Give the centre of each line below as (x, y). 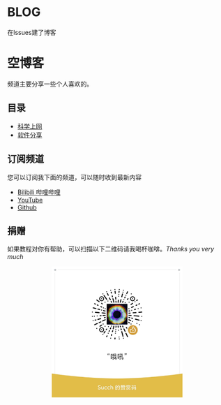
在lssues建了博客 (32, 32)
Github (27, 207)
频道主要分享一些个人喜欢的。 (50, 84)
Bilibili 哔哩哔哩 (39, 192)
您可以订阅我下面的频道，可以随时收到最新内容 (74, 177)
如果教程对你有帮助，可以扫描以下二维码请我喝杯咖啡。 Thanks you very (111, 249)
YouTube (30, 200)
